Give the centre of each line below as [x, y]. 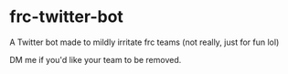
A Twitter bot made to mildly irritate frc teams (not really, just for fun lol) [144, 42]
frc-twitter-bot [66, 17]
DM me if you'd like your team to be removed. [96, 59]
